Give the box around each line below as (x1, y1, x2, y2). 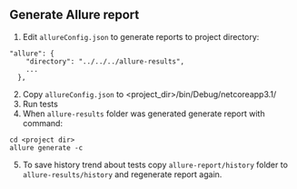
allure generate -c (9, 143, 84, 153)
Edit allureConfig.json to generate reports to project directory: (22, 31, 260, 42)
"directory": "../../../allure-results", (25, 56, 184, 66)
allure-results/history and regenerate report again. (22, 168, 223, 180)
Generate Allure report (9, 7, 140, 23)
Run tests (22, 98, 59, 109)
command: (22, 117, 64, 128)
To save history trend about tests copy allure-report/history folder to (22, 159, 289, 170)
